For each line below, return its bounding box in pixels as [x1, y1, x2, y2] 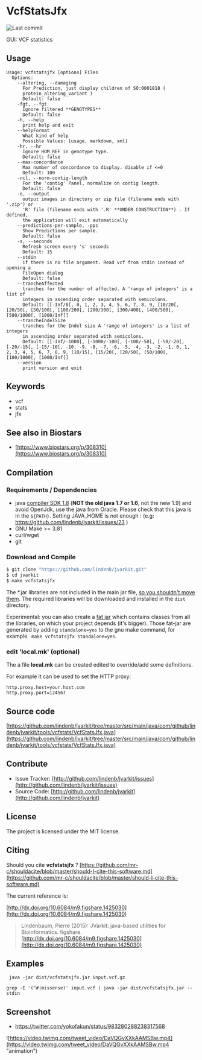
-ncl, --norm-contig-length [17, 175, 87, 181]
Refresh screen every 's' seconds [22, 243, 110, 250]
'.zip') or [6, 201, 34, 208]
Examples [6, 958, 44, 969]
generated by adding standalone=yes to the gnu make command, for [6, 626, 175, 633]
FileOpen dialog [22, 270, 63, 276]
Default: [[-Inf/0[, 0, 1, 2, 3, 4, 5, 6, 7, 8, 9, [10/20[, [22, 302, 180, 308]
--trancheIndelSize [17, 317, 66, 323]
